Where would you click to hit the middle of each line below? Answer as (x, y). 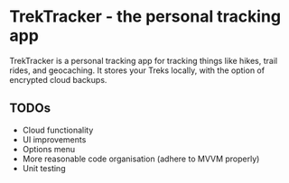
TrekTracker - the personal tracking (145, 17)
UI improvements (54, 139)
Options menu (49, 149)
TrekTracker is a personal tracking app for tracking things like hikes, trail (144, 60)
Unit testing (44, 168)
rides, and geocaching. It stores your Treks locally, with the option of (137, 70)
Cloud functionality (58, 130)
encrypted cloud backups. (58, 79)
